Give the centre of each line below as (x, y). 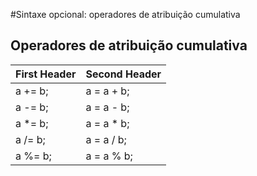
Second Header (123, 74)
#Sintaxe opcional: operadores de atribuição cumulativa (125, 14)
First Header (46, 74)
